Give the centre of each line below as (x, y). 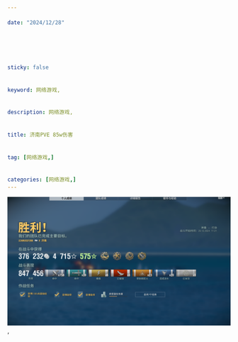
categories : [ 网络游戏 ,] (42, 180)
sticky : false (28, 67)
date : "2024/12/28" (36, 22)
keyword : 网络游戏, (34, 90)
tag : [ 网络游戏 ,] (31, 157)
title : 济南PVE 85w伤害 (40, 135)
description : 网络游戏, (40, 112)
